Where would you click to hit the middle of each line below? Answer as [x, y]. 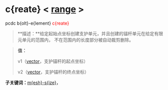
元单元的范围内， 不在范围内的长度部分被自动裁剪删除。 [75, 40]
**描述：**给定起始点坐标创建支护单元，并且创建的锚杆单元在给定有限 [90, 33]
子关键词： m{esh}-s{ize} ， [33, 82]
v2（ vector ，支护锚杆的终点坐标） [53, 72]
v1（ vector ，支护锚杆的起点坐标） [53, 61]
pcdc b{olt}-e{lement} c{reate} [37, 23]
